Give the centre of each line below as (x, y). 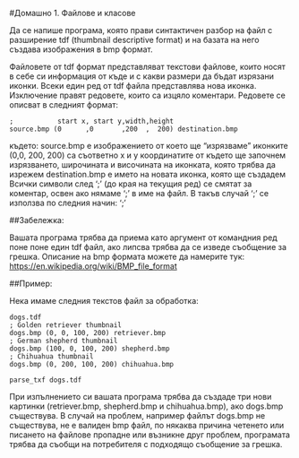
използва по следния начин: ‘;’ (68, 203)
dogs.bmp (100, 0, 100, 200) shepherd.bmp (90, 349)
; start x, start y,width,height (92, 121)
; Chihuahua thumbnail (51, 357)
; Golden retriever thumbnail (66, 325)
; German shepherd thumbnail (64, 341)
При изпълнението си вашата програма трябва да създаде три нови (141, 397)
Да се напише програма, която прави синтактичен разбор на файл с (141, 30)
